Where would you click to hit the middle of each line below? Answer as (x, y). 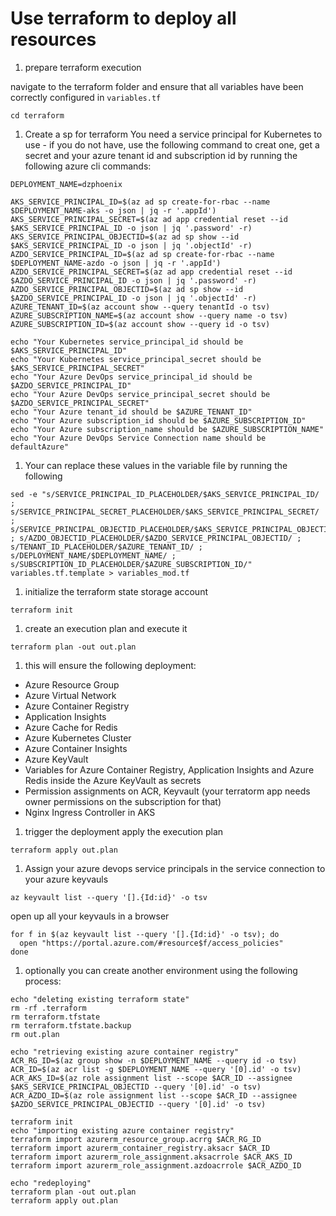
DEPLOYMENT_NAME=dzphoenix (66, 184)
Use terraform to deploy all (123, 18)
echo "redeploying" (51, 1183)
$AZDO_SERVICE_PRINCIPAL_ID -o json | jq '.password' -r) (133, 280)
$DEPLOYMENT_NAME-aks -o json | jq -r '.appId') (113, 210)
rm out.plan (35, 1034)
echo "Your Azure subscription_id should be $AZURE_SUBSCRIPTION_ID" (158, 420)
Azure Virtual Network (70, 695)
